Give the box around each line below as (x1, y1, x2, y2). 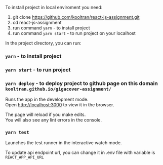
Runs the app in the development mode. (5, 96, 89, 103)
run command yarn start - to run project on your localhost (12, 30, 136, 36)
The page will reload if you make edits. (5, 111, 86, 118)
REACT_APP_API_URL (5, 155, 44, 160)
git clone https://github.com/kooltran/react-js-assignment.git (12, 14, 140, 20)
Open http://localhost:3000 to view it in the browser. (5, 102, 114, 108)
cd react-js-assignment (12, 20, 62, 25)
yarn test (5, 130, 29, 136)
